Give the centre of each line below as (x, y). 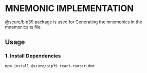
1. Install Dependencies (33, 56)
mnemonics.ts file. (24, 27)
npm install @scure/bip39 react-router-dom (50, 66)
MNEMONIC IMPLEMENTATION (69, 8)
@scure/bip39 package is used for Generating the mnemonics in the (74, 22)
